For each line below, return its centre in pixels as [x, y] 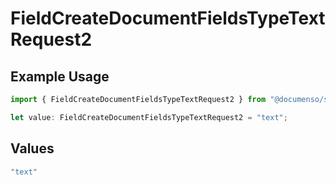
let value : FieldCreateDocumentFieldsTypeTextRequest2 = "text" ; [149, 117]
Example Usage [60, 76]
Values [32, 148]
